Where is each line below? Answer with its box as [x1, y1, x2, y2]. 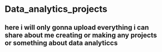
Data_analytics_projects [4, 3, 107, 15]
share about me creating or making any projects [4, 31, 157, 39]
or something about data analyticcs [4, 39, 118, 47]
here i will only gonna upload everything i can [4, 23, 149, 32]
